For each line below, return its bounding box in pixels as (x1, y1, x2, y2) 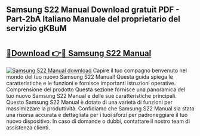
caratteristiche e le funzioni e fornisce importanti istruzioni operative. (6, 80, 176, 86)
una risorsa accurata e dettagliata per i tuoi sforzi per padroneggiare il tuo (6, 112, 188, 118)
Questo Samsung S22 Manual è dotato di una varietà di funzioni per (6, 98, 173, 106)
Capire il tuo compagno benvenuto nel (93, 67, 187, 74)
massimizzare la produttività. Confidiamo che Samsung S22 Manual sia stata (6, 105, 195, 112)
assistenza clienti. (6, 124, 51, 131)
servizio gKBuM (6, 23, 67, 33)
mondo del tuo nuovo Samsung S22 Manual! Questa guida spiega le (6, 73, 173, 80)
